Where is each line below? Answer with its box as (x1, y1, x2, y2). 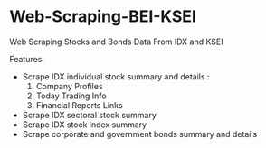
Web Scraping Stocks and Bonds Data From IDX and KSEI (9, 36, 223, 47)
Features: (9, 53, 45, 64)
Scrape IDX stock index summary (22, 119, 147, 130)
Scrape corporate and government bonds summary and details (22, 128, 258, 139)
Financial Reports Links (35, 99, 124, 110)
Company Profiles (35, 80, 103, 91)
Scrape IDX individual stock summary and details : (22, 70, 210, 82)
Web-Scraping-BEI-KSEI (9, 6, 197, 27)
